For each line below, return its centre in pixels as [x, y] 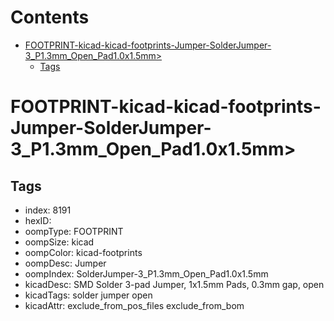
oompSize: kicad [59, 242]
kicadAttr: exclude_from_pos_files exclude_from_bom [134, 305]
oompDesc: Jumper [65, 263]
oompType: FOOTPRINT [74, 231]
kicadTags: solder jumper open [88, 295]
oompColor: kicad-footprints [83, 252]
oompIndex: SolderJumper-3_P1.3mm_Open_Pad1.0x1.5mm [146, 273]
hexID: [38, 220]
